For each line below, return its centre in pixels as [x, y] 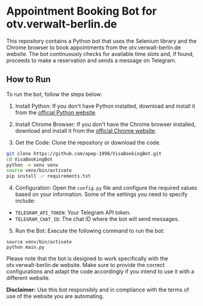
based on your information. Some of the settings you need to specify [101, 194]
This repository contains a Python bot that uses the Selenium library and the [101, 41]
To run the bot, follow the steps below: [54, 94]
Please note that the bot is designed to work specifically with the [87, 259]
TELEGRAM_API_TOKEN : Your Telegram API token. [73, 213]
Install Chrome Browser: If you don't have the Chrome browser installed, [105, 124]
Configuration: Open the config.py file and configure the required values [106, 188]
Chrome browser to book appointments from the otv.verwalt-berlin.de [94, 47]
